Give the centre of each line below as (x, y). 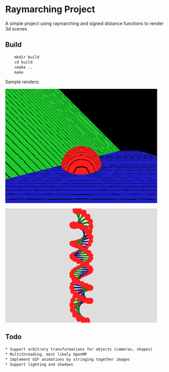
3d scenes (16, 28)
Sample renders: (23, 82)
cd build (24, 62)
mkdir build (27, 57)
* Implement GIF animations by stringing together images (68, 359)
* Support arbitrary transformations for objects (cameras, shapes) (79, 349)
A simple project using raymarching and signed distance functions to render (85, 23)
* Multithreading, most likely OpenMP (46, 354)
